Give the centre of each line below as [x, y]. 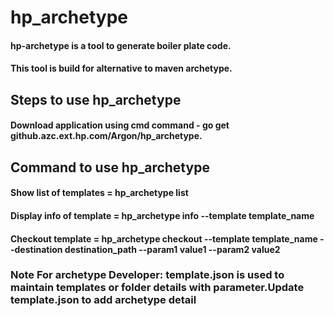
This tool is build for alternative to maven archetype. [121, 68]
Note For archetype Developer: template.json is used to [147, 275]
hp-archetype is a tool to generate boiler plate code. [121, 45]
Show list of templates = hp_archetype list [99, 193]
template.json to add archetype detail [103, 300]
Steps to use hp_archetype [96, 99]
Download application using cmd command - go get [120, 125]
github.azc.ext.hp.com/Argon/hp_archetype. [106, 136]
